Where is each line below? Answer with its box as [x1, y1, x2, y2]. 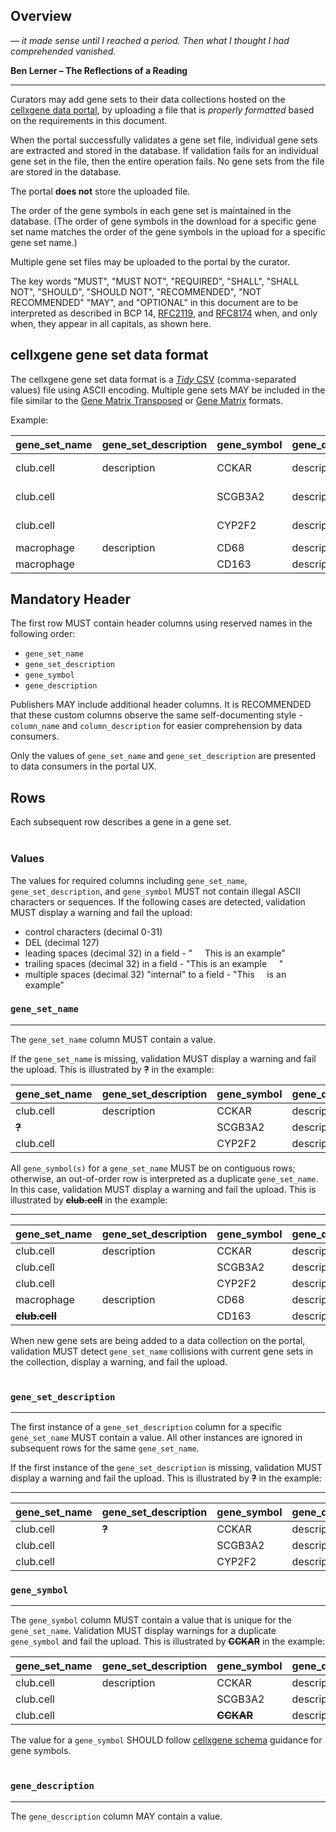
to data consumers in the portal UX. [10, 760, 157, 773]
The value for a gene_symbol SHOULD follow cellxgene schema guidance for [10, 1734, 323, 1746]
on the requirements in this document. [10, 114, 168, 126]
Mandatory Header [10, 591, 132, 608]
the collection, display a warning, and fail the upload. [10, 1355, 228, 1368]
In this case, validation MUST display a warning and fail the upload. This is [10, 1183, 317, 1195]
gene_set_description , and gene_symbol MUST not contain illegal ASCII [10, 885, 301, 897]
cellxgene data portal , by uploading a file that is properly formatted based [10, 104, 315, 116]
